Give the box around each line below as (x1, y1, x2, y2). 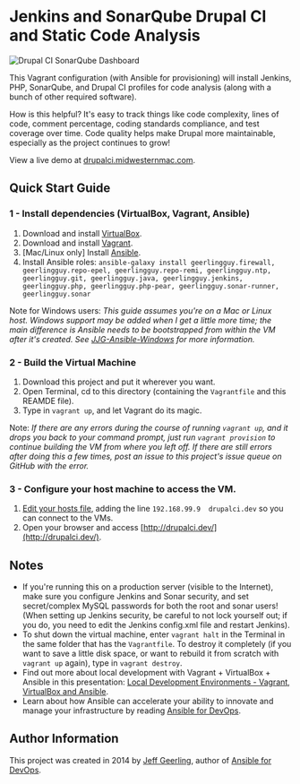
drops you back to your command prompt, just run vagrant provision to (9, 432, 276, 443)
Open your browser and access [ (21, 522, 144, 533)
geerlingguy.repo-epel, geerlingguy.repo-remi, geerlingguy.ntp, (21, 266, 271, 275)
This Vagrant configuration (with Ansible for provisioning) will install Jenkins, (9, 72, 292, 82)
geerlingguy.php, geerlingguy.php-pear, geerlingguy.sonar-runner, (21, 281, 279, 290)
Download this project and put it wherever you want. (21, 376, 216, 387)
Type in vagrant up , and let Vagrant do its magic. (21, 405, 202, 416)
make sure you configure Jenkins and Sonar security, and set (21, 591, 249, 602)
